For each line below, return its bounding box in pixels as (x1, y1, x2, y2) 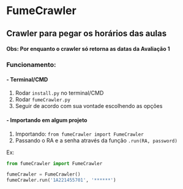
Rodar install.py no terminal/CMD (15, 90, 104, 97)
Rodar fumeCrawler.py (15, 96, 70, 103)
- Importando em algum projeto (6, 116, 88, 123)
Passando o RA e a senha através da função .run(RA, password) (15, 136, 177, 144)
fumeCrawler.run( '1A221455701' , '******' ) (6, 177, 116, 183)
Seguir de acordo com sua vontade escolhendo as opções (15, 102, 163, 110)
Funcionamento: (6, 61, 56, 69)
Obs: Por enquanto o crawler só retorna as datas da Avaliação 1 (6, 45, 170, 53)
